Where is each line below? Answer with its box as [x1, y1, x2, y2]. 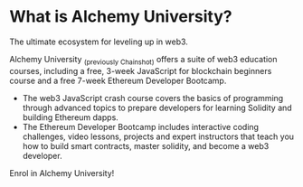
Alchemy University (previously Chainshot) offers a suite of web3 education [9, 53, 278, 67]
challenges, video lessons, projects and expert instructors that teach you [22, 131, 295, 142]
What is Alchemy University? [9, 6, 232, 27]
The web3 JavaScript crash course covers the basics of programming [22, 92, 284, 103]
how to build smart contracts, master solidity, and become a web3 [22, 140, 270, 151]
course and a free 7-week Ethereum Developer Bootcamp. [9, 75, 227, 86]
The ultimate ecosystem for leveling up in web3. [9, 36, 188, 47]
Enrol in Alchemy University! [9, 167, 115, 178]
